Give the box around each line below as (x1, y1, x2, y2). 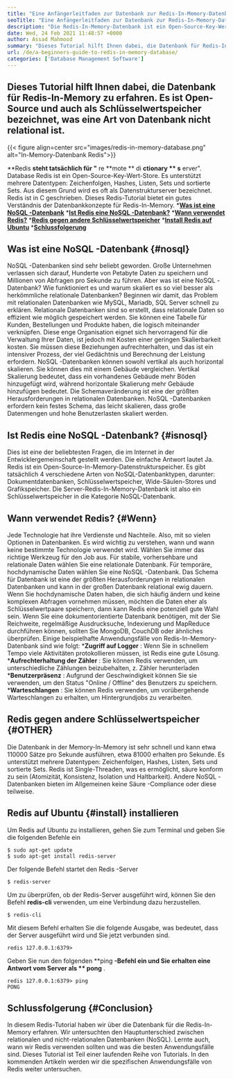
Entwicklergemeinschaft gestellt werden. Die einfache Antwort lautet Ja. (7, 455, 214, 464)
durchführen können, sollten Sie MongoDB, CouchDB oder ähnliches (7, 627, 203, 635)
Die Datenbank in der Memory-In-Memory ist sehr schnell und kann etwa (7, 743, 216, 751)
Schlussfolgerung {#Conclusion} (7, 1003, 153, 1014)
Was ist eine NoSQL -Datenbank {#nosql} (7, 243, 190, 254)
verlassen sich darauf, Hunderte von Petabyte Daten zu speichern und (7, 269, 208, 277)
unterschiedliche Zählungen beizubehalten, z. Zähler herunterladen (7, 664, 200, 672)
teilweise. (7, 787, 35, 795)
